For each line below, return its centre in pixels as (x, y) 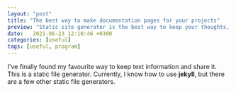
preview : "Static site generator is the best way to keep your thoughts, (119, 27)
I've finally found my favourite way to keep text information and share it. (112, 67)
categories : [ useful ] (39, 40)
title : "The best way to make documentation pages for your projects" (114, 20)
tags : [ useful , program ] (44, 46)
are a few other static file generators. (61, 81)
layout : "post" (30, 14)
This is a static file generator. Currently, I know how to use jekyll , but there (116, 74)
